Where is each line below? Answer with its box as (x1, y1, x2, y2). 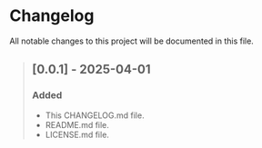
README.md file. (45, 119, 109, 130)
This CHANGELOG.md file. (45, 110, 145, 121)
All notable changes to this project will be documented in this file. (9, 35, 255, 46)
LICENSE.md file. (45, 129, 109, 140)
